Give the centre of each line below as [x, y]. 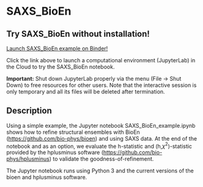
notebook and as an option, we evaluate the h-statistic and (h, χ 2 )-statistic [99, 145]
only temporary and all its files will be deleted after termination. [86, 92]
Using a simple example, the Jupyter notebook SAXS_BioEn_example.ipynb [101, 125]
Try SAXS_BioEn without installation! [78, 34]
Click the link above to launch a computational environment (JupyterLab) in [101, 60]
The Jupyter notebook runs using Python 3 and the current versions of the [100, 171]
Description [29, 111]
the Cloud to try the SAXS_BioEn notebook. [61, 67]
